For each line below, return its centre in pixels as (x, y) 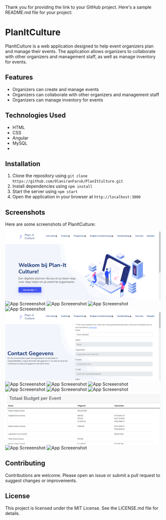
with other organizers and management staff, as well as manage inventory (80, 56)
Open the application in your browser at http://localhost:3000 (76, 197)
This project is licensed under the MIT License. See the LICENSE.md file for (82, 508)
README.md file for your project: (39, 12)
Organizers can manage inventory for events (58, 100)
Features (19, 77)
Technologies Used (35, 116)
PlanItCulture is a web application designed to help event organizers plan (80, 46)
